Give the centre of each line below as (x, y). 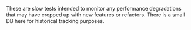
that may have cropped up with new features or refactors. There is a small (95, 15)
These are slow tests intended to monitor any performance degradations (94, 9)
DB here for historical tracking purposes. (55, 21)
